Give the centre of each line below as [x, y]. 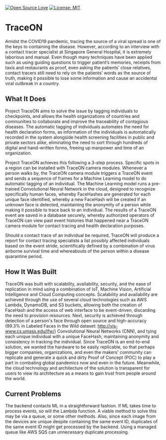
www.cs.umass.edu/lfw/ [30, 331]
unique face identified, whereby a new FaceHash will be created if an [76, 199]
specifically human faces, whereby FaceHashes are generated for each [78, 194]
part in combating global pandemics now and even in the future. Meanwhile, [83, 363]
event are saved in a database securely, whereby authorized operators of [80, 215]
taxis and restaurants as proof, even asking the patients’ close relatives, [78, 67]
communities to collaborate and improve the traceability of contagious [77, 121]
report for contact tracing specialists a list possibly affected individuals [77, 241]
